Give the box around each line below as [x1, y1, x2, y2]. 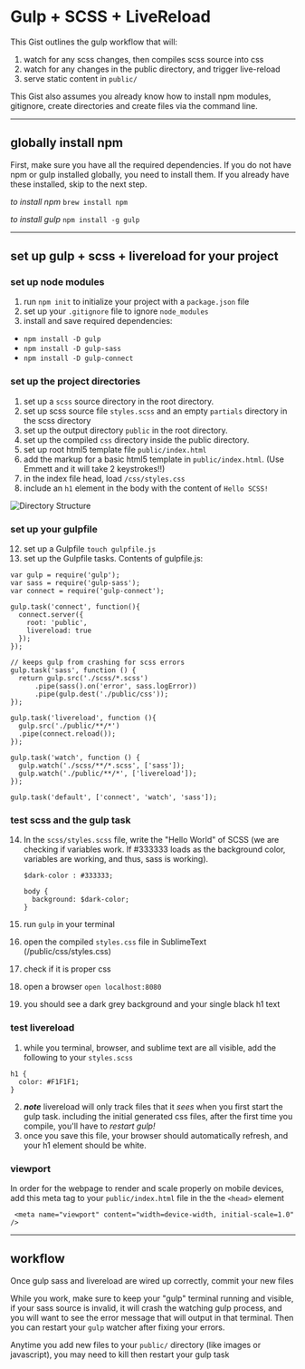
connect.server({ [18, 611, 84, 620]
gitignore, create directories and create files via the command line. [10, 100, 259, 111]
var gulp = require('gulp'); [10, 571, 120, 580]
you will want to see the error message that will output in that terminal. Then [10, 1312, 294, 1323]
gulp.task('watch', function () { [10, 753, 141, 763]
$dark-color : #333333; [23, 871, 114, 881]
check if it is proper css [23, 963, 111, 974]
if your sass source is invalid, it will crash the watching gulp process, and [10, 1302, 283, 1313]
